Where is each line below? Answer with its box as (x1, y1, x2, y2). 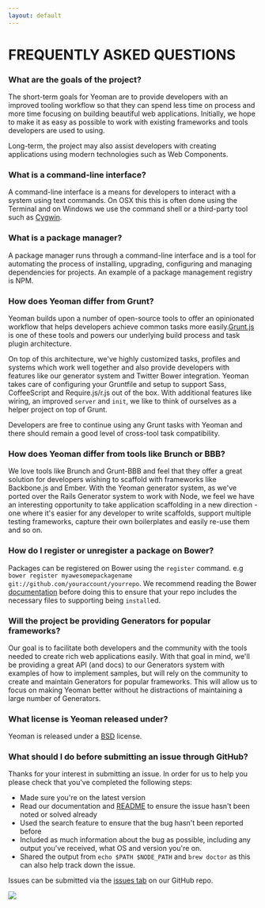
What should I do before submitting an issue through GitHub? (8, 751, 249, 762)
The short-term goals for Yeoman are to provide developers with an (8, 92, 228, 102)
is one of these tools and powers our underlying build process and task (8, 331, 240, 339)
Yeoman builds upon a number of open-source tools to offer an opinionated (8, 314, 255, 323)
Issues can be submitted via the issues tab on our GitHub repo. (8, 875, 214, 885)
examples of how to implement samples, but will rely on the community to (8, 668, 248, 678)
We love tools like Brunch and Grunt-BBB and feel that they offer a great (8, 466, 243, 476)
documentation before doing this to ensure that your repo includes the (8, 587, 237, 596)
